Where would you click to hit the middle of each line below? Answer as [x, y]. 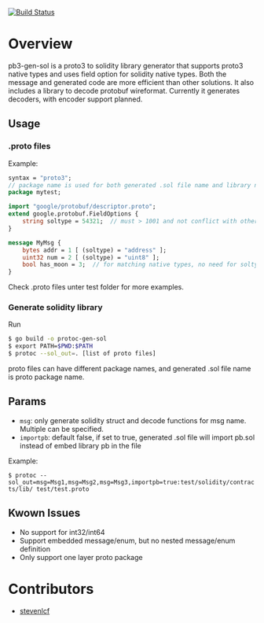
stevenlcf [35, 610]
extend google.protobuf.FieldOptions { [73, 214]
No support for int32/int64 [62, 532]
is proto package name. [46, 377]
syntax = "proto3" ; [40, 178]
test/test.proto [63, 489]
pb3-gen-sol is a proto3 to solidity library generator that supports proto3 [126, 65]
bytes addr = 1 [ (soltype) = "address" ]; [95, 250]
